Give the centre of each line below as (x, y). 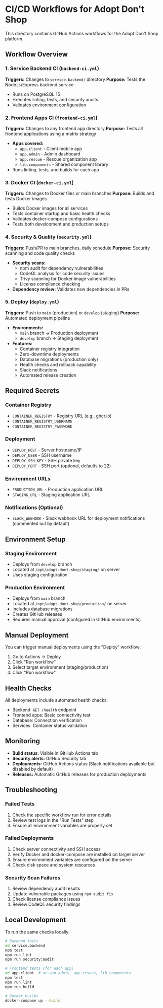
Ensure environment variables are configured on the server (72, 860)
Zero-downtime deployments (49, 354)
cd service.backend (25, 945)
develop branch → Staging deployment (59, 338)
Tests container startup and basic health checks (61, 214)
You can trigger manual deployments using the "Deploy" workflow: (73, 647)
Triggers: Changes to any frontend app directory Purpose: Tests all (74, 128)
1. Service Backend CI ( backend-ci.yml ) (52, 69)
